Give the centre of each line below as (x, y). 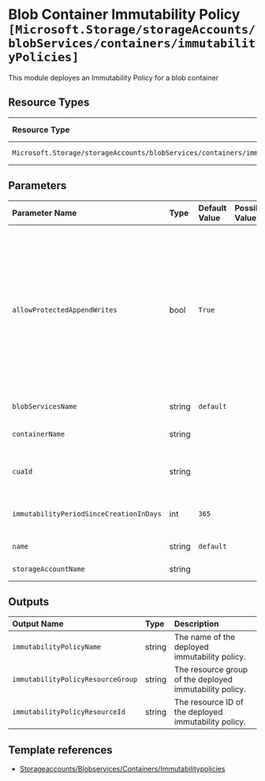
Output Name (38, 624)
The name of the (205, 638)
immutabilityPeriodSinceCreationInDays (87, 513)
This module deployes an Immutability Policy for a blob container (114, 77)
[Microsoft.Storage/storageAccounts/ (132, 30)
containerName (39, 434)
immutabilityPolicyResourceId (69, 712)
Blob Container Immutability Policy (124, 15)
